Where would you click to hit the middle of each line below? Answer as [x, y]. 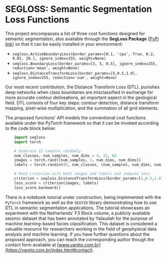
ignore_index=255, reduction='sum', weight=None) [65, 78]
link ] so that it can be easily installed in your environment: [64, 44]
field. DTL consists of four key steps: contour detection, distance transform [82, 102]
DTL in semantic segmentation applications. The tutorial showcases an [78, 208]
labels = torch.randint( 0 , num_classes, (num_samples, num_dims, [83, 165]
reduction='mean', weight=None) [46, 68]
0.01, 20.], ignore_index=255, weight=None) [59, 58]
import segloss [30, 137]
